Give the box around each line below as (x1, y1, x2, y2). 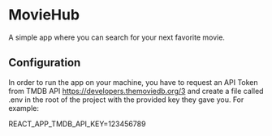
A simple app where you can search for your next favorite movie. (8, 32, 226, 42)
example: (8, 103, 39, 113)
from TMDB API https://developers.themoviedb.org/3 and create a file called (8, 86, 264, 96)
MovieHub (8, 6, 80, 24)
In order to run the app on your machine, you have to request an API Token (8, 77, 258, 87)
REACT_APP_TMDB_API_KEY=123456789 (8, 119, 146, 129)
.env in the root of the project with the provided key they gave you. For (8, 95, 244, 104)
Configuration (8, 56, 81, 70)
